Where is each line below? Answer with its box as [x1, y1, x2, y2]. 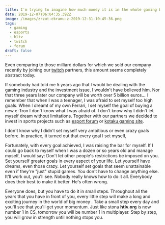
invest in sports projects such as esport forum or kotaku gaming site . [5, 118, 144, 124]
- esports [9, 30, 29, 35]
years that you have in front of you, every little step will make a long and [5, 193, 151, 199]
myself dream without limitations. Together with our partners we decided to [5, 113, 158, 119]
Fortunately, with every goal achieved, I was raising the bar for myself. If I [5, 142, 153, 148]
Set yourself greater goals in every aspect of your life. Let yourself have [5, 158, 151, 164]
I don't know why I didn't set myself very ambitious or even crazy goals [5, 127, 149, 133]
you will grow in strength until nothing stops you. [5, 214, 104, 220]
